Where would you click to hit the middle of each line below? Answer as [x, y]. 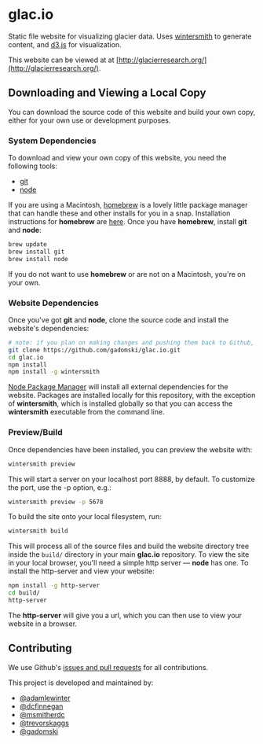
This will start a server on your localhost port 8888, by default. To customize [131, 479]
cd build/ [24, 593]
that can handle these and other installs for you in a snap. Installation [119, 213]
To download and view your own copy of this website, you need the [117, 158]
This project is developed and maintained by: [81, 683]
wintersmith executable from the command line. [86, 412]
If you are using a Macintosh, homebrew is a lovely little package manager [128, 205]
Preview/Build [35, 433]
